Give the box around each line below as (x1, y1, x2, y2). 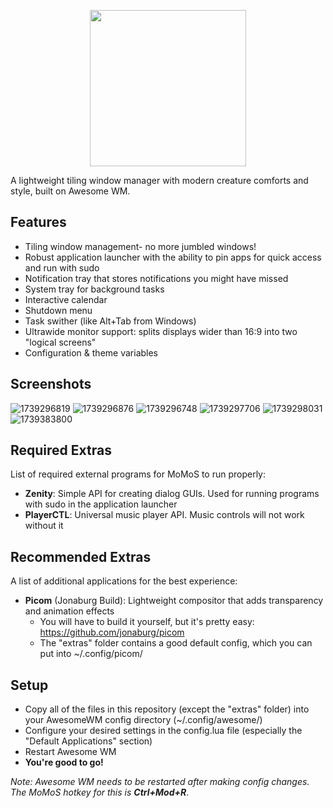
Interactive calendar (24, 293, 108, 305)
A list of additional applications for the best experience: (10, 575, 238, 587)
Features (10, 214, 67, 231)
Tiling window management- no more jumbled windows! (24, 240, 257, 252)
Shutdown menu (24, 304, 93, 316)
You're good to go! (24, 756, 104, 769)
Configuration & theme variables (24, 346, 159, 359)
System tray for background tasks (24, 283, 165, 295)
